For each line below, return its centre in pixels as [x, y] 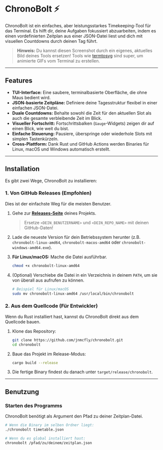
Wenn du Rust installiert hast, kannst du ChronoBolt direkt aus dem [72, 317]
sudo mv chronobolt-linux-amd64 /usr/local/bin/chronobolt [73, 294]
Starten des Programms [34, 405]
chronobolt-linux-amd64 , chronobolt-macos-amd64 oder [66, 242]
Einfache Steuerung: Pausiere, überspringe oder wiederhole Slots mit [82, 133]
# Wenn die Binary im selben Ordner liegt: [50, 425]
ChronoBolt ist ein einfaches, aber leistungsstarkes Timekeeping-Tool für [78, 25]
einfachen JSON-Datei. [35, 108]
